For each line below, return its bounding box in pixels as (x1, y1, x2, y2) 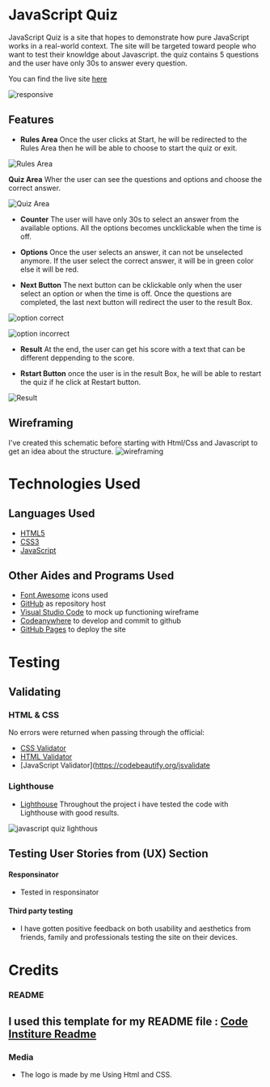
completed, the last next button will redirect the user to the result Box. (19, 297, 253, 307)
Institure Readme (8, 1027, 97, 1041)
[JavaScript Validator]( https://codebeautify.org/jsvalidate (19, 760, 210, 770)
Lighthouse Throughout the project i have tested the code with (19, 799, 229, 809)
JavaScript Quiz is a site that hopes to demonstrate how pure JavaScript (8, 32, 250, 42)
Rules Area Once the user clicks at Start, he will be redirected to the (19, 134, 248, 144)
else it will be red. (19, 264, 79, 274)
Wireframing (8, 417, 74, 430)
